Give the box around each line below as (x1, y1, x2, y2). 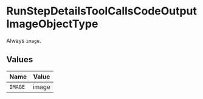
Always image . (6, 37, 41, 44)
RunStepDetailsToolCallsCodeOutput (6, 4, 198, 18)
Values (6, 54, 33, 65)
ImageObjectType (6, 17, 98, 31)
